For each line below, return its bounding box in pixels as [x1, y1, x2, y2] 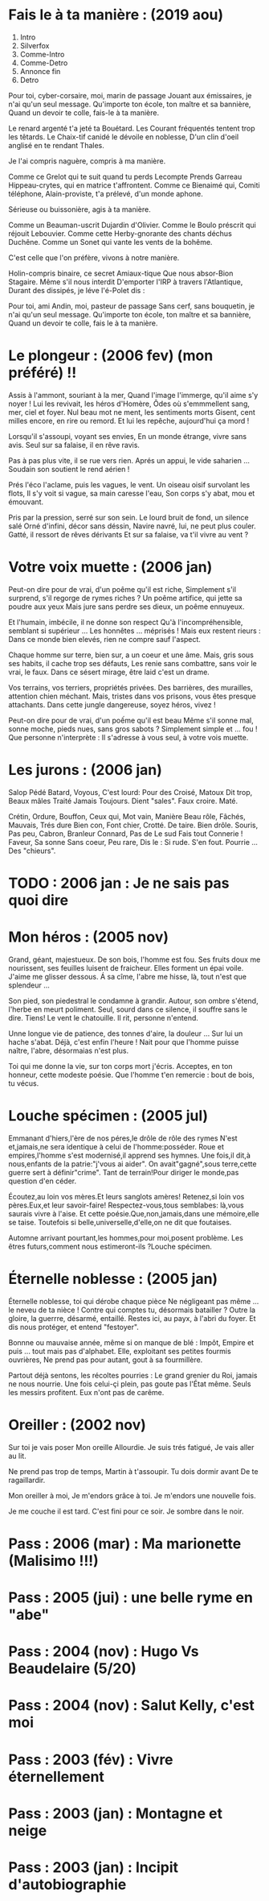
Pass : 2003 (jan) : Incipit [8, 1858, 179, 1876]
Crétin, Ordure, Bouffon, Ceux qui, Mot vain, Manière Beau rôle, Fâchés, [8, 811, 247, 821]
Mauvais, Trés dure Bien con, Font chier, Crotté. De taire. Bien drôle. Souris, [8, 820, 259, 830]
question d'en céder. [8, 1176, 77, 1186]
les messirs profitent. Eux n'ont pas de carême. [8, 1387, 165, 1397]
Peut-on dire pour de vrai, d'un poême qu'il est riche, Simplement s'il [8, 584, 237, 594]
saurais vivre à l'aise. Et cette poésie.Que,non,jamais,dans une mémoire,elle [8, 1208, 259, 1218]
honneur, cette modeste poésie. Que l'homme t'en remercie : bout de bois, [8, 1070, 255, 1079]
